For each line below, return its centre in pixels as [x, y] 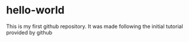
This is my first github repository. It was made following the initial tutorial [95, 26]
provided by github [29, 32]
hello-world [36, 10]
